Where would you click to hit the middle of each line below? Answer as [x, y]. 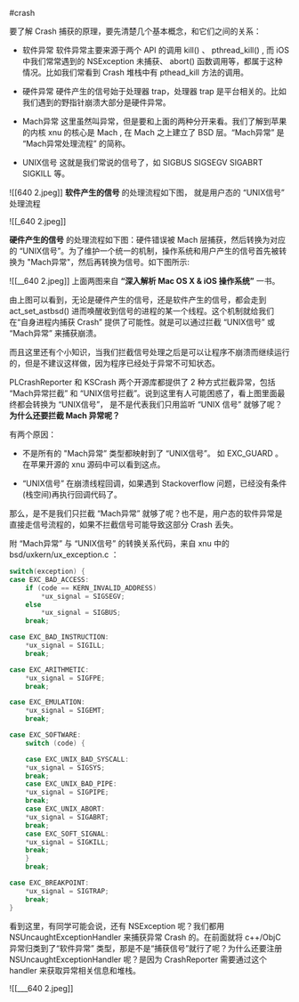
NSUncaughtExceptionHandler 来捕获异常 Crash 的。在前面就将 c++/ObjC [145, 937]
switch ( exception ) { [48, 571]
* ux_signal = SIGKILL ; [67, 842]
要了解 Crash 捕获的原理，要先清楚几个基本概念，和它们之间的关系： [135, 31]
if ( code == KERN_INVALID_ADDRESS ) [91, 588]
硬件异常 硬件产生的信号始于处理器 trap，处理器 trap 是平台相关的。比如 [154, 91]
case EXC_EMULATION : [48, 702]
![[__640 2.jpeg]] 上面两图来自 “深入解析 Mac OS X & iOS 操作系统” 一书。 [145, 281]
